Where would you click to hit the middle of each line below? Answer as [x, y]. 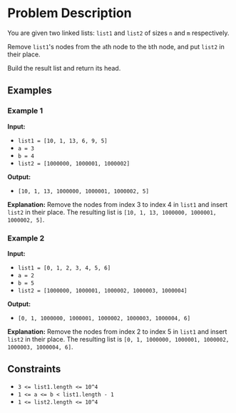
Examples [30, 91]
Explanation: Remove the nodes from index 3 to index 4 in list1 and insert [118, 204]
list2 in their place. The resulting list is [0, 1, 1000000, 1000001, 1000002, [118, 339]
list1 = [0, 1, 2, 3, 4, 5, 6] [64, 268]
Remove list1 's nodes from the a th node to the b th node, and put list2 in [116, 46]
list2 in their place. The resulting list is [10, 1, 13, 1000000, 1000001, [112, 212]
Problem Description [70, 13]
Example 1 [25, 111]
